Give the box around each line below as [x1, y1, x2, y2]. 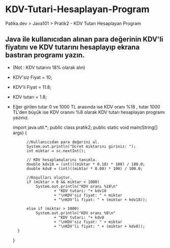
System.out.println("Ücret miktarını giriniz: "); [26, 144, 136, 149]
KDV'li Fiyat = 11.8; [12, 84, 52, 90]
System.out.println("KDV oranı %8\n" [35, 210, 116, 216]
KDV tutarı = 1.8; [12, 94, 47, 100]
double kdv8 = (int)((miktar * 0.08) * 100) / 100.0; [26, 166, 143, 171]
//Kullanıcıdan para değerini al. [26, 139, 100, 145]
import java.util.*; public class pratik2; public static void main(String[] [12, 124, 158, 130]
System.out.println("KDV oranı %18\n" [35, 184, 118, 189]
